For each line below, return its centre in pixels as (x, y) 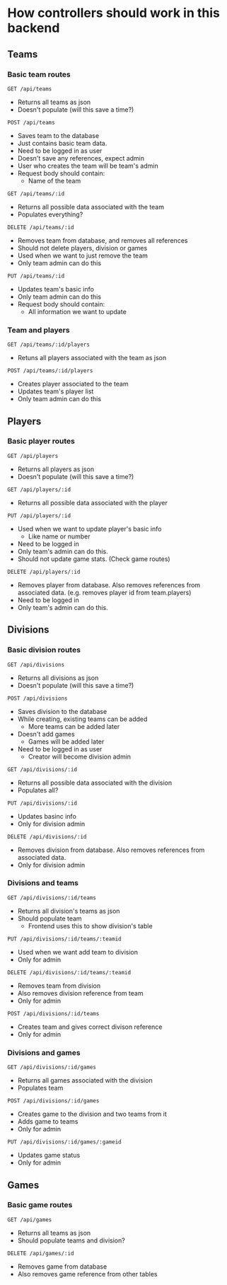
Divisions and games (44, 1052)
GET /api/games (30, 1220)
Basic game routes (40, 1205)
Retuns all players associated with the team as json (92, 358)
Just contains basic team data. (62, 143)
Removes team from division (59, 986)
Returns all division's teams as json (69, 911)
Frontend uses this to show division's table (91, 926)
